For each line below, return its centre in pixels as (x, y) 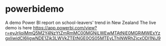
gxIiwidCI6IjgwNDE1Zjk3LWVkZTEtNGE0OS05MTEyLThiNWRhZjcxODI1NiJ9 (83, 38)
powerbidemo (35, 9)
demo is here (19, 27)
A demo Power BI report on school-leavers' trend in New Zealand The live (81, 23)
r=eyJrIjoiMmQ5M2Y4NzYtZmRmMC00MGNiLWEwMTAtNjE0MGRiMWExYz (83, 33)
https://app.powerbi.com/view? (65, 27)
